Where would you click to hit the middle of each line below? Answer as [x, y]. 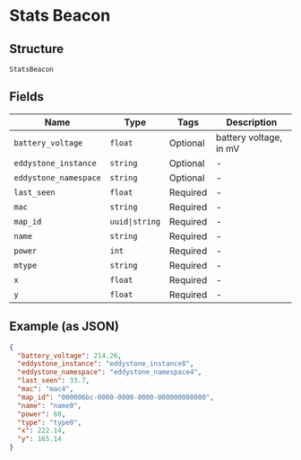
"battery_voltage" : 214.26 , [70, 356]
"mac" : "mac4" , [46, 389]
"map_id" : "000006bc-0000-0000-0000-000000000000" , [116, 397]
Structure [37, 49]
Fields [27, 97]
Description [252, 122]
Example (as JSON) [64, 327]
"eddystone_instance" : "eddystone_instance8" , [106, 364]
